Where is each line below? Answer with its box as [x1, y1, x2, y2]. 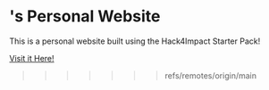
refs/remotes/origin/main [164, 70, 257, 81]
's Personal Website [9, 6, 161, 27]
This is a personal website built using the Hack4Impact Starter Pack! [9, 36, 261, 46]
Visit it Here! [9, 53, 55, 63]
